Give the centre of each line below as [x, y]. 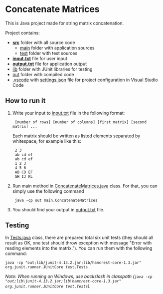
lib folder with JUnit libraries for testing [52, 69]
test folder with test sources [49, 53]
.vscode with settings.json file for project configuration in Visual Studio [85, 80]
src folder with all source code [44, 42]
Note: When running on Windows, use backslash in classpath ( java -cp [79, 276]
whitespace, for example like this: [47, 141]
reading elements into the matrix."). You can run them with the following [79, 248]
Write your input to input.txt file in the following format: [69, 113]
